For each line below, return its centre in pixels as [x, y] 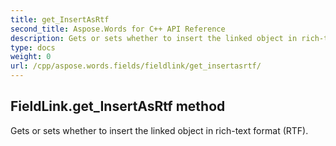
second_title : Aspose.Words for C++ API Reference [118, 29]
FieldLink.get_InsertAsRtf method [118, 106]
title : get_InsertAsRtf [60, 19]
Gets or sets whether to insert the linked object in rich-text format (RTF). [159, 130]
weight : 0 [31, 57]
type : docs [33, 47]
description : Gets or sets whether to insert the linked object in [154, 38]
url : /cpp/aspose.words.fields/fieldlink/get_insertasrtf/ [136, 66]
